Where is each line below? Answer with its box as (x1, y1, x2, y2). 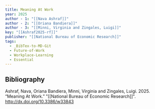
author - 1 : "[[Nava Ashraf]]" (5, 16, 69, 21)
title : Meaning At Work (5, 7, 54, 12)
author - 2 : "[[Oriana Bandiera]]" (5, 21, 78, 26)
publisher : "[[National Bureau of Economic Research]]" (5, 35, 121, 40)
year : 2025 (5, 12, 27, 17)
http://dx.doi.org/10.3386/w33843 (5, 99, 74, 105)
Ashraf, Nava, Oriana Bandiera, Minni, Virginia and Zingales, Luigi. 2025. (5, 88, 150, 94)
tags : (5, 39, 16, 44)
